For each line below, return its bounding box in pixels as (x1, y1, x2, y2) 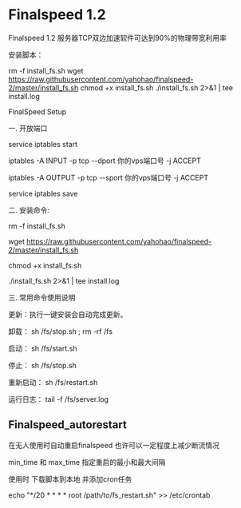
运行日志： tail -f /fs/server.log (8, 394, 109, 404)
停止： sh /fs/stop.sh (8, 360, 77, 370)
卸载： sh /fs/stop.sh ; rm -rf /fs (8, 326, 113, 336)
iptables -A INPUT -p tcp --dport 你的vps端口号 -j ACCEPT (8, 156, 202, 165)
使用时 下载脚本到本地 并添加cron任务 (8, 474, 132, 484)
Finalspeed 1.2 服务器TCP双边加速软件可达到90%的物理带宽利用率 (8, 33, 227, 42)
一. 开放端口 (8, 123, 48, 133)
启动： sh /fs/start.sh (8, 343, 77, 353)
